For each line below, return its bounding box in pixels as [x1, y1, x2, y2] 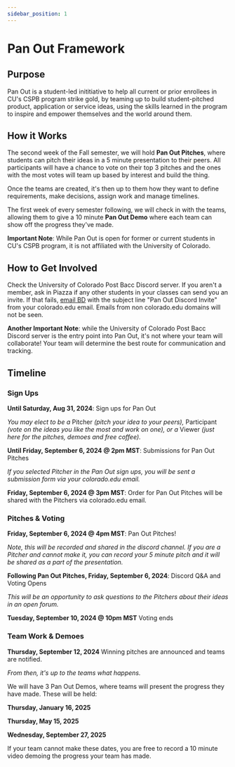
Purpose [7, 68, 46, 81]
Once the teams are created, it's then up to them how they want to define [7, 184, 220, 193]
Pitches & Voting [7, 513, 65, 523]
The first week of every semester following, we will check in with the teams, [7, 205, 227, 214]
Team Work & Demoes [7, 631, 84, 641]
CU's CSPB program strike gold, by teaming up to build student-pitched [7, 94, 214, 103]
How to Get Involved [7, 262, 98, 274]
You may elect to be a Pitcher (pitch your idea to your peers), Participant [7, 418, 217, 426]
